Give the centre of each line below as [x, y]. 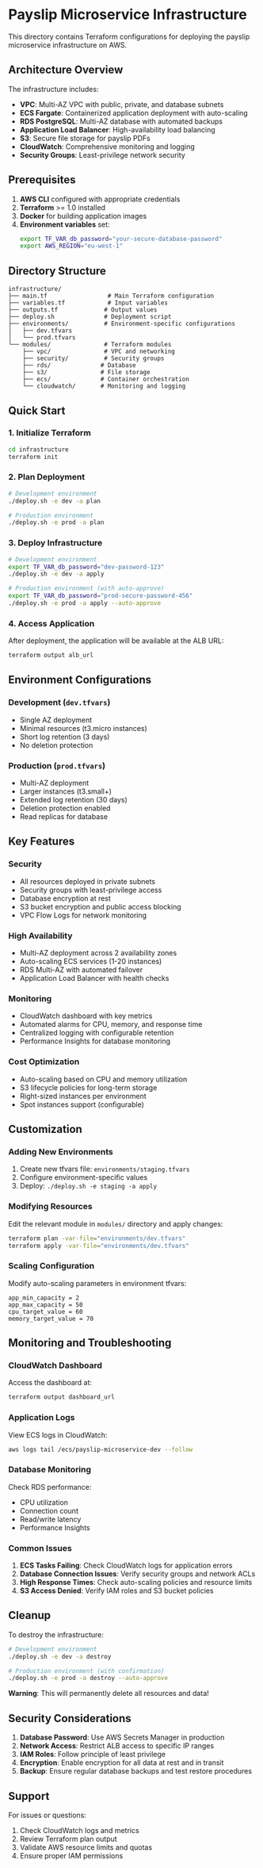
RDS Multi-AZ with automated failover [81, 970]
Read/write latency [50, 1519]
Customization [46, 1129]
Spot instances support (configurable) [82, 1104]
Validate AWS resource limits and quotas [86, 1847]
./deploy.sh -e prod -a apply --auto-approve [84, 603]
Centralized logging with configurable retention [97, 1033]
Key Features [42, 842]
